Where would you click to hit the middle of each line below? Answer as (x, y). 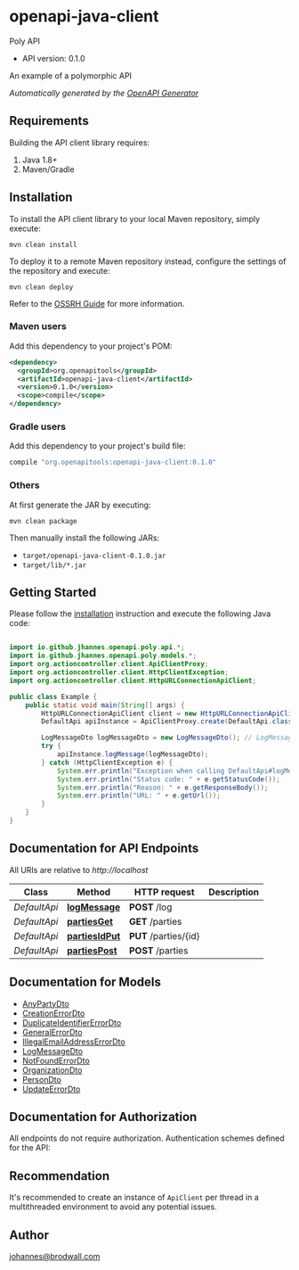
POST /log (150, 907)
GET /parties (155, 921)
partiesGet (90, 921)
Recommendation (59, 1176)
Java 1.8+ (40, 160)
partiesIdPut (93, 936)
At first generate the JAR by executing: (80, 505)
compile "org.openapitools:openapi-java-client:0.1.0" (113, 462)
